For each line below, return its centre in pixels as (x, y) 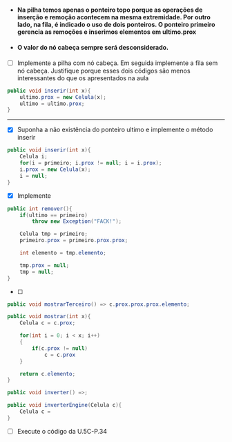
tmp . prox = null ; (45, 265)
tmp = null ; (37, 272)
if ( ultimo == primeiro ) (54, 215)
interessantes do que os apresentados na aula (83, 78)
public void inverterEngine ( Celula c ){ (65, 405)
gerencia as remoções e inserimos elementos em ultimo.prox (107, 32)
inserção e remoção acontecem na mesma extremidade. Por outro (114, 17)
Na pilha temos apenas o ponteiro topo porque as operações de (110, 10)
